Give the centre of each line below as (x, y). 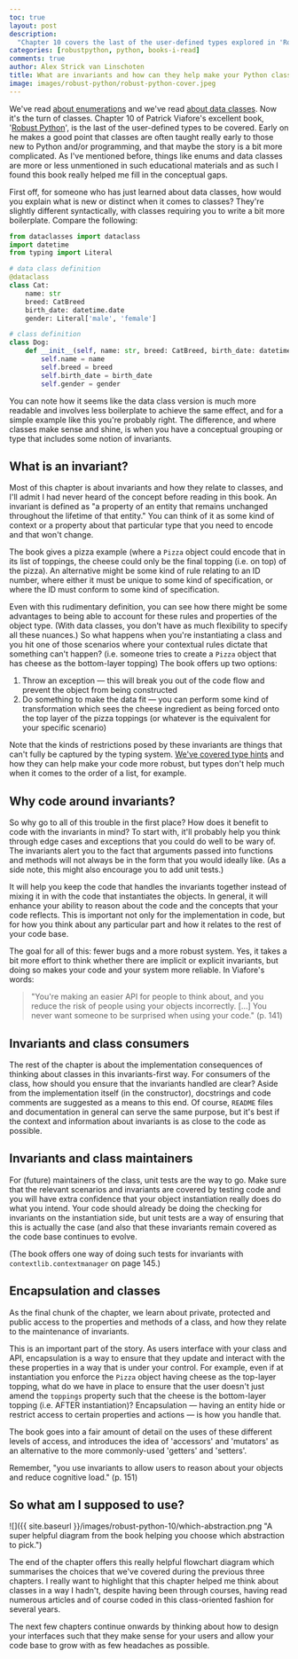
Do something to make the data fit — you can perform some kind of (145, 700)
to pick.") (26, 1545)
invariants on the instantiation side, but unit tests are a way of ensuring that (146, 1217)
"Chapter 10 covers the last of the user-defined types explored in (146, 42)
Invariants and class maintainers (101, 1159)
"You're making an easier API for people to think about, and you (147, 997)
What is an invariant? (69, 466)
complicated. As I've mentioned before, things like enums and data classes (146, 155)
